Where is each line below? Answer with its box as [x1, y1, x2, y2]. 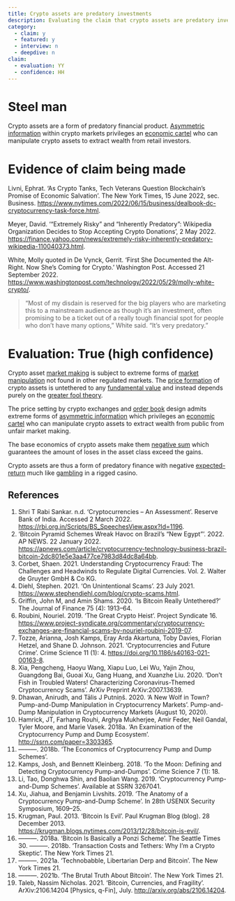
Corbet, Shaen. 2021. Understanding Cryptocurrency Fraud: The [17, 559, 203, 568]
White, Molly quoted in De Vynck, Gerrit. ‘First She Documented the [8, 256, 202, 264]
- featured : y [14, 36, 55, 43]
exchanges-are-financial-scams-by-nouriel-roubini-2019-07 [17, 627, 191, 635]
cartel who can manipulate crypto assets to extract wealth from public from [8, 420, 225, 428]
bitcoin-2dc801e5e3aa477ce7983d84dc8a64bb [17, 552, 157, 561]
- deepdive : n [14, 50, 55, 57]
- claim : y [14, 29, 46, 37]
